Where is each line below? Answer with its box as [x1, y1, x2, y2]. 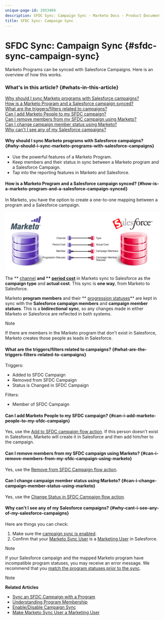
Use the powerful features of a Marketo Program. [12, 154, 112, 159]
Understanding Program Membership [12, 599, 88, 605]
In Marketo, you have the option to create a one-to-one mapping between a [5, 197, 158, 203]
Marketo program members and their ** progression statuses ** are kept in [5, 295, 157, 301]
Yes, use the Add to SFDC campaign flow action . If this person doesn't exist [5, 429, 159, 435]
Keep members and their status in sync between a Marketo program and [12, 159, 159, 165]
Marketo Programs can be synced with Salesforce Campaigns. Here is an [5, 67, 153, 73]
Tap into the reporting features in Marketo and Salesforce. [12, 169, 130, 175]
